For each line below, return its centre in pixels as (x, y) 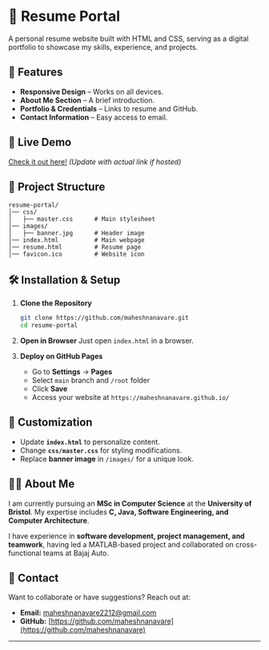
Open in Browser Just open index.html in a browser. (106, 341)
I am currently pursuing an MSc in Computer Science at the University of (130, 503)
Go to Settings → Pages (72, 371)
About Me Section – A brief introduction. (87, 100)
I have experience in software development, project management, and (127, 535)
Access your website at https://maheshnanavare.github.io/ (130, 397)
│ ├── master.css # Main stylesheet (82, 220)
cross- (247, 544)
